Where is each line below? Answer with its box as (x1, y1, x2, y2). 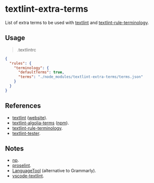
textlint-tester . (12, 130, 41, 136)
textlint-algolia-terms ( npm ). (12, 120, 69, 126)
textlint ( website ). (12, 114, 47, 120)
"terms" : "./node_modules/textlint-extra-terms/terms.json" (18, 74, 143, 79)
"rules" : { (9, 61, 32, 66)
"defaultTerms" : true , (18, 70, 65, 75)
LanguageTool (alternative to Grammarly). (12, 168, 96, 174)
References (5, 102, 41, 110)
